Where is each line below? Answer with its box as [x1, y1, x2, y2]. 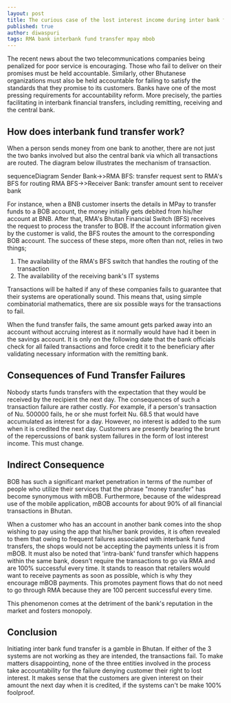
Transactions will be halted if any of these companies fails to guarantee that [7, 285, 222, 293]
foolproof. [7, 689, 35, 697]
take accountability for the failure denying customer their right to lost [7, 667, 202, 675]
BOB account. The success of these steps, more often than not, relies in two [7, 236, 223, 244]
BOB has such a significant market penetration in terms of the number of [7, 477, 213, 485]
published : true [7, 23, 54, 30]
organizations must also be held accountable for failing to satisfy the [7, 76, 201, 85]
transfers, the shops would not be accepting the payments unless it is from [7, 542, 219, 550]
